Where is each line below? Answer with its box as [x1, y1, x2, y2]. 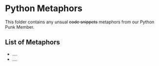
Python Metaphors [5, 3, 83, 14]
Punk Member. [5, 24, 35, 30]
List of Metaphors [5, 38, 60, 47]
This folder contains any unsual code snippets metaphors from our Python [5, 19, 155, 25]
